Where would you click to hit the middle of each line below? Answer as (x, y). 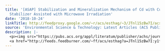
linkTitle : (16, 23)
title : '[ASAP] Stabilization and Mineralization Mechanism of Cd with (80, 9)
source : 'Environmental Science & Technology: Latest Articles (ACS (77, 28)
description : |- (22, 32)
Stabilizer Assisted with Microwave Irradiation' (61, 14)
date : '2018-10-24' (25, 18)
